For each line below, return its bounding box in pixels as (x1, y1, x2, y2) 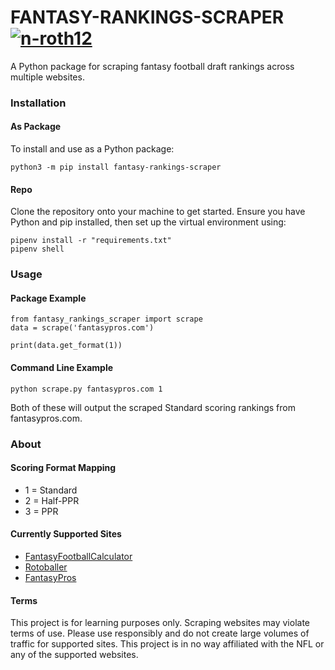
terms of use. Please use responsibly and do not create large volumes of (10, 627, 310, 640)
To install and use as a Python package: (10, 143, 175, 155)
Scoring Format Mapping (10, 462, 117, 474)
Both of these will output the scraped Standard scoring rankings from (10, 401, 296, 413)
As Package (10, 121, 62, 133)
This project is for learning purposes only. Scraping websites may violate (10, 617, 310, 629)
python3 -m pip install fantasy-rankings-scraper (10, 162, 222, 173)
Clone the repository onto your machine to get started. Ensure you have (10, 206, 306, 218)
